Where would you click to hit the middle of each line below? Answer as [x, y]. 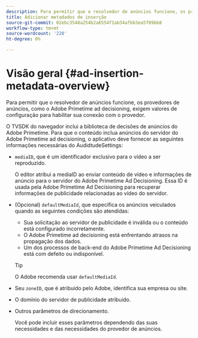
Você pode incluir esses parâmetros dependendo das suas [86, 322]
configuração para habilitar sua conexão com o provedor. [76, 115]
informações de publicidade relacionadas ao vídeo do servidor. [91, 193]
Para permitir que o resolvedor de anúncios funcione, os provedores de [93, 102]
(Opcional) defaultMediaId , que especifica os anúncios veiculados [95, 204]
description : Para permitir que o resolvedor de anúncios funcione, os [96, 12]
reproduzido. [30, 162]
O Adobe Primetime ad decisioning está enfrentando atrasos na [100, 235]
